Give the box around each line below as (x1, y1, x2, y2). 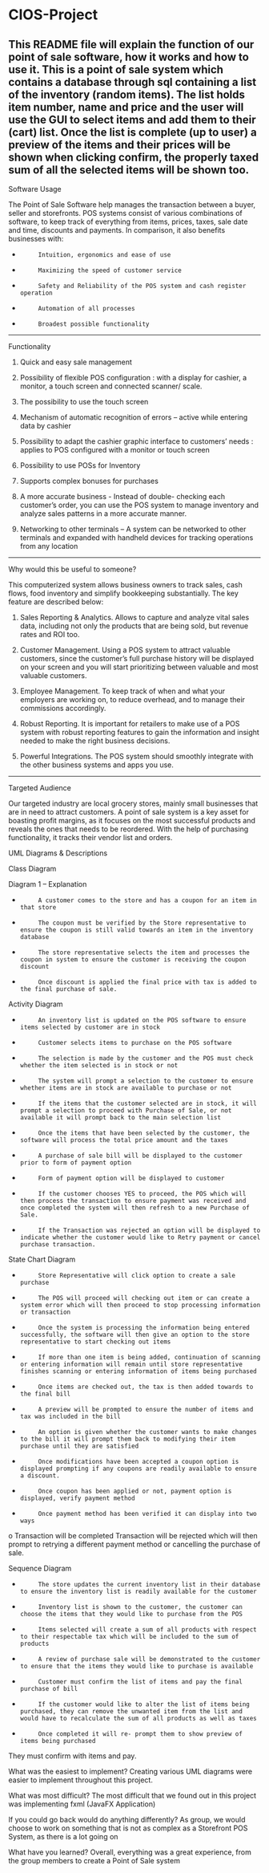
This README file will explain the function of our (8, 38, 255, 51)
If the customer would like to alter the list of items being (38, 1700, 250, 1708)
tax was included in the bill (19, 1412, 122, 1420)
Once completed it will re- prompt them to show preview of (38, 1730, 243, 1738)
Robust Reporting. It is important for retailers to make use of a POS (19, 719, 240, 728)
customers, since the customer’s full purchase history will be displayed (19, 654, 255, 663)
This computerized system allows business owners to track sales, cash (8, 580, 243, 589)
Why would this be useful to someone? (8, 564, 137, 574)
